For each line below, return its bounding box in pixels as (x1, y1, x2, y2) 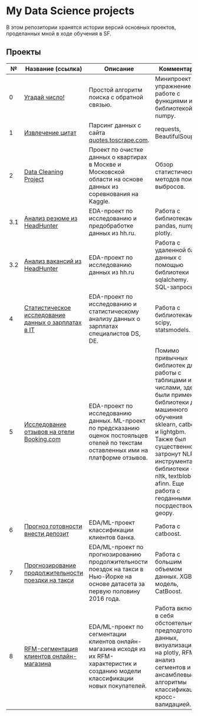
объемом (155, 565, 183, 573)
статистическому (88, 307, 140, 315)
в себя (155, 611, 174, 620)
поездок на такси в (88, 565, 144, 573)
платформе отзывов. (88, 453, 148, 461)
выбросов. (155, 182, 186, 190)
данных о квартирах (88, 152, 147, 161)
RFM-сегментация (24, 645, 78, 653)
